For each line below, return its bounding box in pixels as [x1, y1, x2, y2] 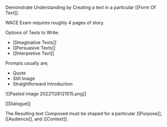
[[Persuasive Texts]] [12, 45, 56, 50]
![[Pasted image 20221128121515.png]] [5, 91, 87, 96]
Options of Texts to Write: [5, 30, 59, 35]
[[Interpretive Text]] [12, 50, 55, 56]
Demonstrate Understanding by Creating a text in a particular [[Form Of [5, 5, 156, 10]
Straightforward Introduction [12, 81, 73, 87]
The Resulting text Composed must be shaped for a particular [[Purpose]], [5, 111, 162, 116]
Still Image [12, 75, 35, 81]
